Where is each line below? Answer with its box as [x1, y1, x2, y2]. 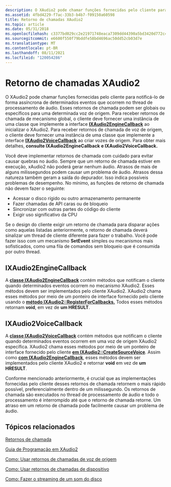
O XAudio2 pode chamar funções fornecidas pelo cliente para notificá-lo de [5, 94, 164, 100]
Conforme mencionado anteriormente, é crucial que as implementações [5, 375, 156, 381]
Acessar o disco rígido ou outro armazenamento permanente [12, 195, 141, 202]
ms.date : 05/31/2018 [5, 27, 49, 32]
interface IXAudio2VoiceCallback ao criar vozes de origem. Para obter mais [5, 138, 166, 144]
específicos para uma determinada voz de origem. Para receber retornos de [5, 110, 165, 117]
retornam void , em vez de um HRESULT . [5, 304, 90, 311]
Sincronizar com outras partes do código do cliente [12, 206, 121, 212]
